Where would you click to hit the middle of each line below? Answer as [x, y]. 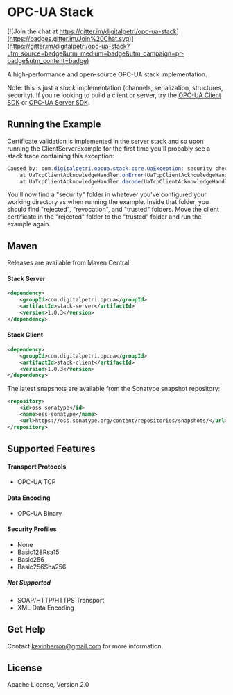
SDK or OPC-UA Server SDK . [49, 102]
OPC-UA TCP [36, 482]
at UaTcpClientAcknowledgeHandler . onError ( [84, 175]
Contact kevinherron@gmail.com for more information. [85, 646]
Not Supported [29, 583]
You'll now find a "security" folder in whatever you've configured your [107, 194]
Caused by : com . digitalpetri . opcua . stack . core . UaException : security [110, 168]
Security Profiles [32, 529]
